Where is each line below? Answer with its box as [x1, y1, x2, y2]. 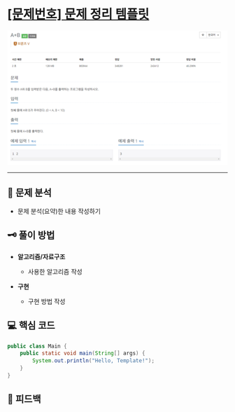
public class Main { [7, 343, 68, 350]
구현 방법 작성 [27, 297, 66, 305]
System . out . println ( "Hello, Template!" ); [32, 357, 155, 364]
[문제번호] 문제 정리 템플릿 [7, 6, 150, 22]
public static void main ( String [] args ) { [20, 350, 145, 357]
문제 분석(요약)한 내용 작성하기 [17, 207, 101, 215]
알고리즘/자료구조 [17, 252, 66, 261]
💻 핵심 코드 [7, 320, 55, 331]
